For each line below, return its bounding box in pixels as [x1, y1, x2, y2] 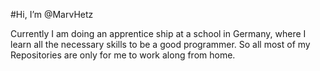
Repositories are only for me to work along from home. [10, 49, 236, 61]
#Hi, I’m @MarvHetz [10, 9, 94, 20]
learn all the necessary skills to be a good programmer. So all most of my [10, 39, 311, 50]
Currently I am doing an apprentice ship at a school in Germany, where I [10, 28, 307, 39]
